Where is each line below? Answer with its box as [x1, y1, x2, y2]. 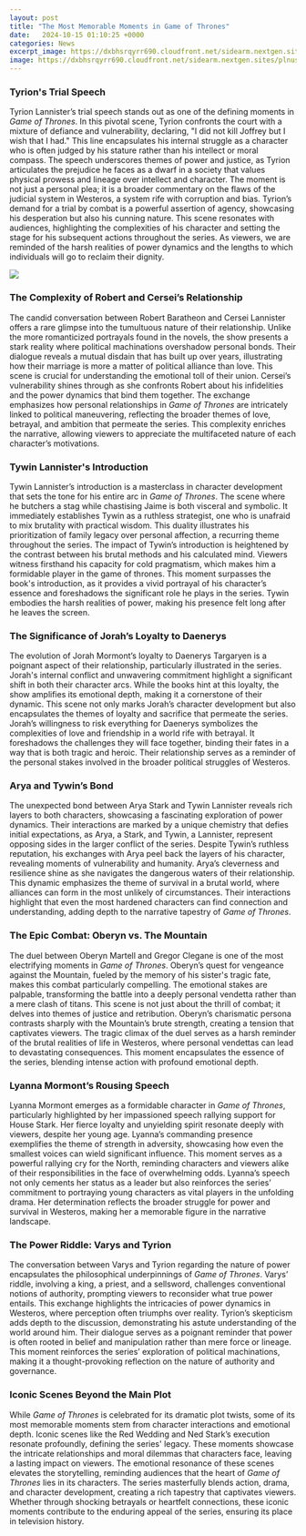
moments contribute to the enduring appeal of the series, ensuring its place [9, 1506, 293, 1517]
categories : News [9, 38, 76, 48]
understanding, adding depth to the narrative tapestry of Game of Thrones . [9, 907, 291, 918]
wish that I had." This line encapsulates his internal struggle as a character [9, 136, 289, 147]
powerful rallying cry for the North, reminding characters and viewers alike [9, 1158, 290, 1169]
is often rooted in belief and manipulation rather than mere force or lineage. [9, 1337, 291, 1348]
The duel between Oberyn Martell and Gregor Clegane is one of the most [9, 950, 284, 961]
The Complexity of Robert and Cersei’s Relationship [9, 291, 243, 304]
